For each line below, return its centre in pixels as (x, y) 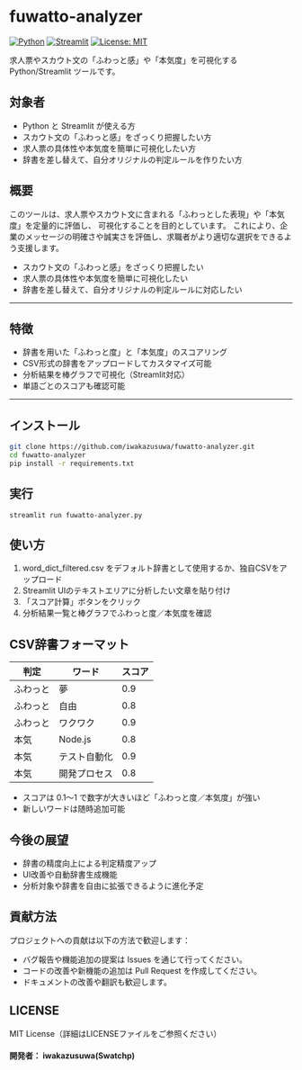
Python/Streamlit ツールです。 (65, 71)
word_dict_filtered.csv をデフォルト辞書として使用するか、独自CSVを (151, 568)
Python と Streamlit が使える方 (79, 126)
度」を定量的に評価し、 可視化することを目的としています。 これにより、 (145, 225)
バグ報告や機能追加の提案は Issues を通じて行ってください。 (134, 959)
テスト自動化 (86, 757)
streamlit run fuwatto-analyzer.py (76, 515)
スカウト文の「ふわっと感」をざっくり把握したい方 (117, 137)
